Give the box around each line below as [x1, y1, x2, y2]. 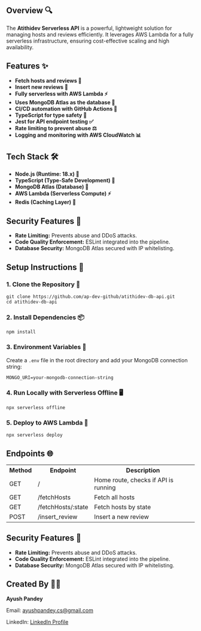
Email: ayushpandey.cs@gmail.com [6, 606, 94, 614]
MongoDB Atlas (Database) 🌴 [14, 183, 89, 191]
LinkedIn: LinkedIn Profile [6, 618, 69, 626]
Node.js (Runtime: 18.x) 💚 [14, 170, 80, 178]
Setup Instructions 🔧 [6, 262, 84, 272]
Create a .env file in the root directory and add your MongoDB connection [6, 356, 188, 363]
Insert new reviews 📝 [14, 83, 69, 91]
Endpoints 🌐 [6, 448, 54, 458]
